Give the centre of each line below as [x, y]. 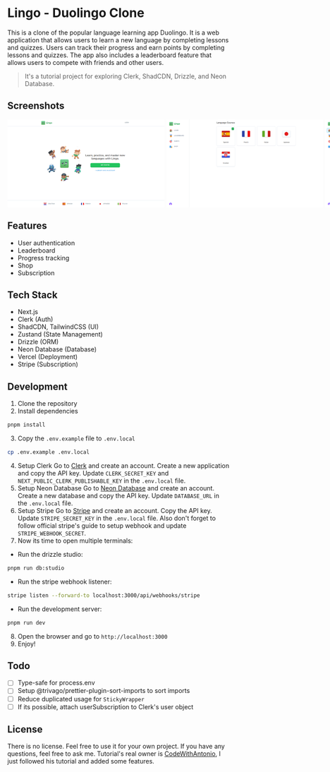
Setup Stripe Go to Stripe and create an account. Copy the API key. [115, 510]
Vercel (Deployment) [48, 357]
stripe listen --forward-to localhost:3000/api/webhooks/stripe [104, 595]
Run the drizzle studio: [50, 554]
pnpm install [26, 425]
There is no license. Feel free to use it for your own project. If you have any [116, 747]
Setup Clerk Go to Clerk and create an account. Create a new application [123, 465]
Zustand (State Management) [60, 334]
